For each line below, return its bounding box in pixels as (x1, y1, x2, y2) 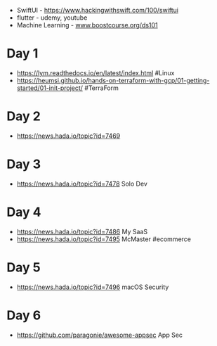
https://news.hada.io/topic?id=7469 (16, 132, 121, 140)
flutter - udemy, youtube (16, 13, 88, 22)
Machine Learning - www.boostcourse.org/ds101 (16, 21, 159, 29)
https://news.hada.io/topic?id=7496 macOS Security (16, 283, 169, 291)
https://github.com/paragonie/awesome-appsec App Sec (16, 331, 183, 339)
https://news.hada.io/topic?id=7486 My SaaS (16, 227, 148, 236)
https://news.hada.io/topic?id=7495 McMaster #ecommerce (16, 235, 191, 243)
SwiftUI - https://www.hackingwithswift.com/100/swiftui (16, 6, 178, 14)
